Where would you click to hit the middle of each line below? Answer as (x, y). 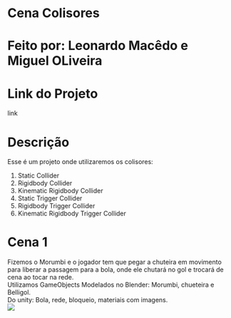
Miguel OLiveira (55, 61)
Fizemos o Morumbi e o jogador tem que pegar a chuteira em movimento (115, 262)
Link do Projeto (53, 93)
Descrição (38, 142)
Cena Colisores (53, 13)
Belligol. (19, 292)
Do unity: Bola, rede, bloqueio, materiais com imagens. (88, 300)
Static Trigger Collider (50, 198)
